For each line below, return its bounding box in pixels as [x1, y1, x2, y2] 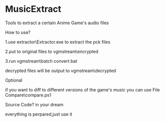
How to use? [5, 29, 31, 35]
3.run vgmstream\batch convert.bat [5, 58, 78, 64]
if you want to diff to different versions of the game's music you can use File [5, 86, 160, 92]
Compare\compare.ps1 [5, 92, 52, 98]
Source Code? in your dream [5, 101, 64, 107]
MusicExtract [5, 3, 62, 15]
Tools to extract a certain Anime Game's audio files [5, 20, 109, 26]
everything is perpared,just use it [5, 111, 73, 117]
